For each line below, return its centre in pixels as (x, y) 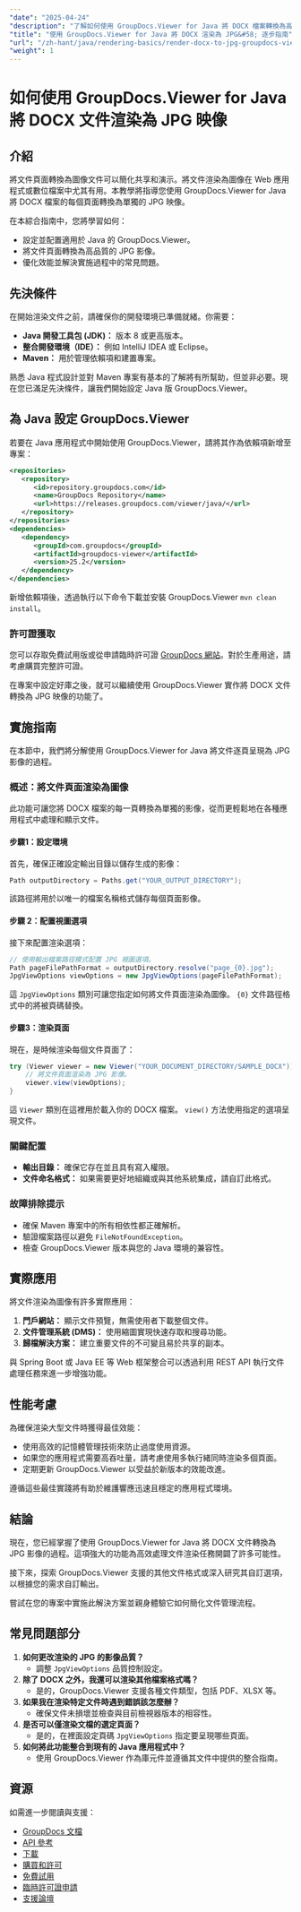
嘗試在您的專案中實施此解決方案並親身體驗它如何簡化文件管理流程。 (135, 1603)
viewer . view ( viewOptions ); (76, 1083)
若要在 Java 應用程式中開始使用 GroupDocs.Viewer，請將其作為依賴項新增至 (150, 442)
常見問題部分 (45, 1634)
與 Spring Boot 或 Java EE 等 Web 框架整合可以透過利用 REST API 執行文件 (147, 1362)
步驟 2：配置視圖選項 (48, 921)
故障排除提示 (37, 1204)
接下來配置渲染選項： (48, 943)
